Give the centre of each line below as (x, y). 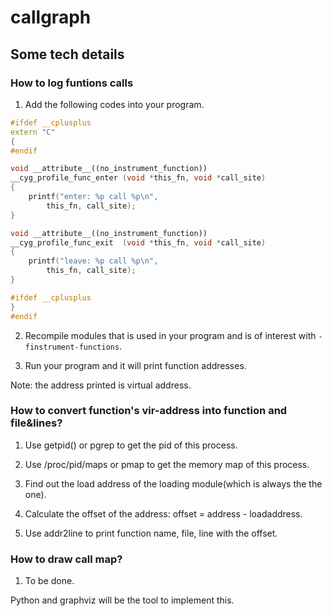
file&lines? (36, 423)
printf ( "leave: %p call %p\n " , (93, 261)
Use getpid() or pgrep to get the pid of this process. (131, 445)
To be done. (49, 581)
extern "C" (33, 132)
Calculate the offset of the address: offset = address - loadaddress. (163, 513)
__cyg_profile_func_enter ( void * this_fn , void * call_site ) (138, 178)
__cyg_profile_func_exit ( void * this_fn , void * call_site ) (138, 242)
